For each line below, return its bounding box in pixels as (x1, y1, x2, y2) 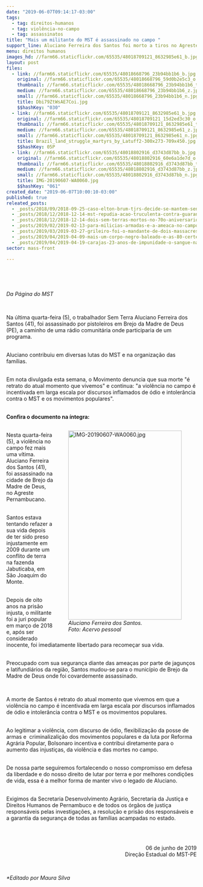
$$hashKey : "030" (17, 104, 61, 111)
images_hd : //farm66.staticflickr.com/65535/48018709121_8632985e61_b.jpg (6, 54, 199, 60)
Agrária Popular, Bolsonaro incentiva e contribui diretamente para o (6, 739, 174, 747)
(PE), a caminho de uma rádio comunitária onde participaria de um (6, 327, 172, 334)
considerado (6, 635, 38, 642)
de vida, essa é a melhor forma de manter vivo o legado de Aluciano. (6, 777, 178, 784)
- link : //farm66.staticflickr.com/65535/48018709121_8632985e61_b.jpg (11, 110, 196, 116)
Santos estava (6, 514, 42, 521)
